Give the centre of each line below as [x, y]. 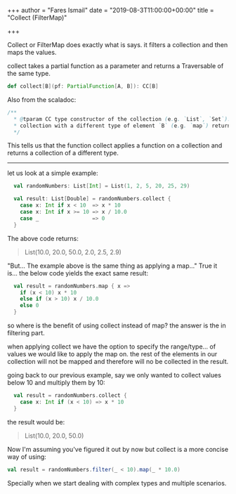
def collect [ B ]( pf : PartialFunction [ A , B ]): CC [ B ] [83, 86]
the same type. [29, 73]
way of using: [27, 457]
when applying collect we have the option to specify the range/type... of [112, 346]
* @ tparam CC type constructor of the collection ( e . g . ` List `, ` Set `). [122, 119]
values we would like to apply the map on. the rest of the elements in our [112, 354]
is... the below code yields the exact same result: [78, 273]
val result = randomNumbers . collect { [71, 396]
